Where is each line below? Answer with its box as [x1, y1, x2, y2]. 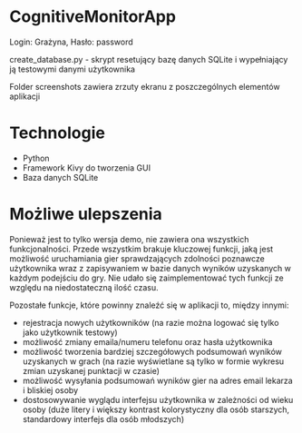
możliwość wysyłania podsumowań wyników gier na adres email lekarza [22, 375, 293, 386]
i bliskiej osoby [22, 384, 79, 396]
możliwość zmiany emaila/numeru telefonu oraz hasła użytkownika [22, 336, 273, 347]
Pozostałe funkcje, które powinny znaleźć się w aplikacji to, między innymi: [9, 300, 289, 310]
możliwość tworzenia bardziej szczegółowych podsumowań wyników [22, 346, 283, 357]
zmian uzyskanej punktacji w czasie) [22, 365, 161, 376]
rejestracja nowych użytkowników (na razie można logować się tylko [22, 317, 279, 328]
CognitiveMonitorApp [9, 6, 177, 27]
